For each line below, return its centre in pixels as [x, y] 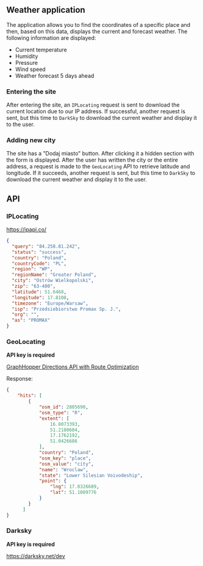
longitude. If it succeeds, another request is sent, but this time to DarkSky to [101, 173]
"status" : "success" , [39, 252]
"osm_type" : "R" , [61, 412]
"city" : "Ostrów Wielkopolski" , [53, 281]
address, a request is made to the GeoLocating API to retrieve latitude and [98, 166]
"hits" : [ [30, 396]
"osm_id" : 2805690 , [63, 407]
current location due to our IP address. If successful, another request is [96, 111]
